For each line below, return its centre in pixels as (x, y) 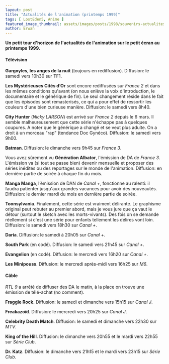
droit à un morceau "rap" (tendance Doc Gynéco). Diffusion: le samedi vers (83, 133)
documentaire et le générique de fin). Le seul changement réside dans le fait (84, 96)
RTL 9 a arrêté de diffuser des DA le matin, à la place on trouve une (75, 287)
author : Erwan (20, 29)
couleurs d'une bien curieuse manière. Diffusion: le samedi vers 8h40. (78, 107)
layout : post (19, 10)
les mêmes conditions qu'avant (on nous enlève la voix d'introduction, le (80, 91)
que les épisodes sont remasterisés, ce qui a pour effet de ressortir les (78, 102)
